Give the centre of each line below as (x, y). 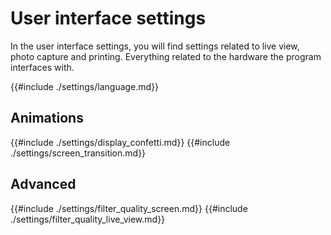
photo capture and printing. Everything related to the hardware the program (166, 56)
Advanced (43, 184)
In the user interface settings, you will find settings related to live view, (155, 46)
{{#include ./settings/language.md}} (85, 86)
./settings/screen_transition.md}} (78, 153)
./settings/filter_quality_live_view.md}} (88, 219)
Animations (47, 118)
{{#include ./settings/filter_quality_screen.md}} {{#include (129, 208)
